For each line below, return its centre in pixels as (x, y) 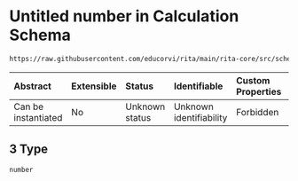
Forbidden (258, 112)
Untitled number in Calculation (124, 16)
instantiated (38, 117)
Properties (259, 91)
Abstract (32, 86)
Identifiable (198, 86)
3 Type (29, 150)
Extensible (94, 86)
